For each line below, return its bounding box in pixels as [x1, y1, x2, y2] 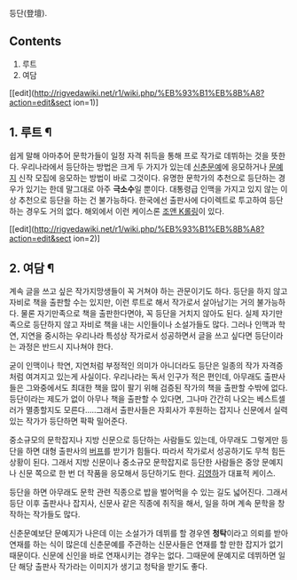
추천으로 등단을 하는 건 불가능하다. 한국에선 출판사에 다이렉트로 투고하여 [18, 195, 268, 205]
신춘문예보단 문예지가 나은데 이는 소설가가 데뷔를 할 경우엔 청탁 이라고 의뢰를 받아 [9, 528, 289, 539]
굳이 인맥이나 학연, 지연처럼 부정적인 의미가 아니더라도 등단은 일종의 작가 [9, 361, 260, 371]
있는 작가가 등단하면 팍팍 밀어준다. [9, 416, 128, 426]
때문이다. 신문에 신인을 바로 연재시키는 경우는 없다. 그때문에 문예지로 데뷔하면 [9, 550, 277, 561]
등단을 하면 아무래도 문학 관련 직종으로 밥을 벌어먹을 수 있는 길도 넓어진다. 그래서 [9, 487, 288, 497]
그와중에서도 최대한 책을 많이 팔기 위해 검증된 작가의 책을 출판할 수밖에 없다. [25, 383, 288, 393]
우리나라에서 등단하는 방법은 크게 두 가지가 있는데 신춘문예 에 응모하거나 [20, 161, 268, 171]
